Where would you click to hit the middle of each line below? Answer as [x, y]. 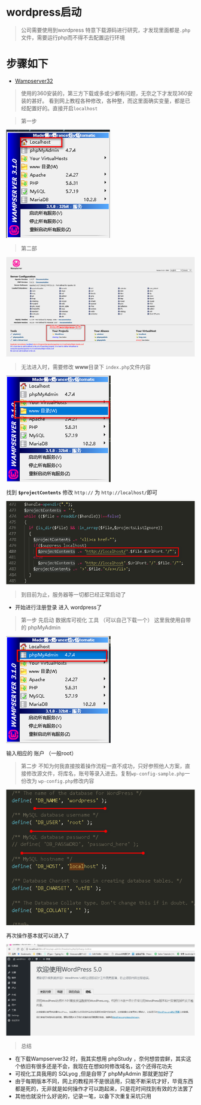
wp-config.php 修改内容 [66, 781]
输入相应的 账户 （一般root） [42, 753]
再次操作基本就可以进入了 [38, 936]
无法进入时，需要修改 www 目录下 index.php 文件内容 [86, 367]
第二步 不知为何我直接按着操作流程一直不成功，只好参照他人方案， [103, 766]
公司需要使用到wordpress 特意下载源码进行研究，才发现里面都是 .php [106, 30]
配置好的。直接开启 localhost [62, 108]
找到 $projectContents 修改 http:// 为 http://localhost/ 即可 [82, 492]
